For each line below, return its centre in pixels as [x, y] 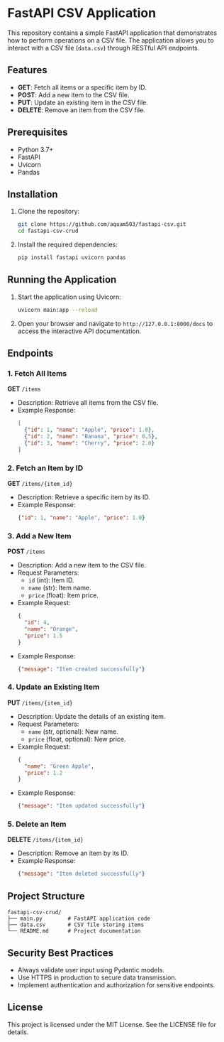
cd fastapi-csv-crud [48, 231]
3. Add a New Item [39, 536]
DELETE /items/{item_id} [45, 840]
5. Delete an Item [37, 824]
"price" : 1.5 [44, 636]
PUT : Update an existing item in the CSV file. [83, 102]
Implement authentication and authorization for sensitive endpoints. [116, 984]
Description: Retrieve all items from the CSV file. [88, 403]
